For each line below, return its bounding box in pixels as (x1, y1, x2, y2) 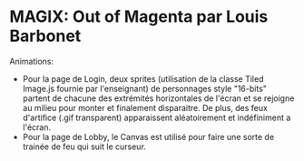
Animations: (9, 55, 54, 66)
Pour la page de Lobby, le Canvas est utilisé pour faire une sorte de (22, 131, 275, 142)
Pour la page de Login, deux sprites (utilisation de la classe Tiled (22, 73, 264, 84)
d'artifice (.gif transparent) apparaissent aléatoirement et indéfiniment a (22, 112, 291, 123)
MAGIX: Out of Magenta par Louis (9, 6, 269, 27)
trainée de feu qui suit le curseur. (22, 141, 147, 152)
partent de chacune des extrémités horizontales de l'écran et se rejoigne (22, 93, 295, 104)
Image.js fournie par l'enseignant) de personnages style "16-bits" (22, 83, 268, 94)
